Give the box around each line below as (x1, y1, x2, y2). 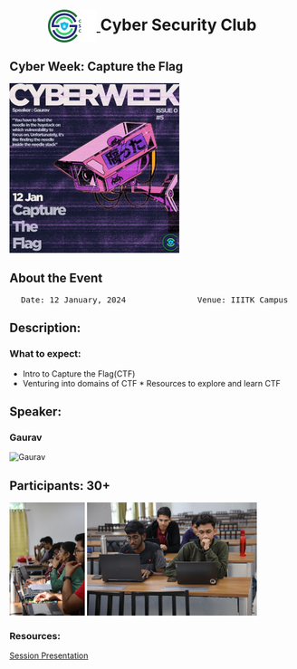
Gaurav (9, 431, 43, 444)
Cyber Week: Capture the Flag (9, 59, 184, 74)
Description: (9, 320, 81, 336)
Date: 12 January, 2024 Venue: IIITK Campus (21, 294, 289, 305)
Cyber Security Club (100, 14, 257, 35)
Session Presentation (9, 650, 89, 661)
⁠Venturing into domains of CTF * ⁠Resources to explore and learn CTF (22, 378, 281, 388)
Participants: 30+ (9, 478, 110, 493)
